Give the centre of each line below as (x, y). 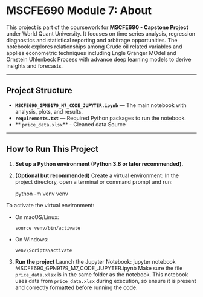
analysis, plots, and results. (49, 111)
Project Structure (39, 90)
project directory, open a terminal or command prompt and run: (94, 181)
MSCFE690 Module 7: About (79, 11)
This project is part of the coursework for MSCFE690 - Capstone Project (97, 27)
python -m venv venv (41, 194)
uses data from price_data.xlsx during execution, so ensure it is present (105, 281)
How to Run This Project (52, 149)
